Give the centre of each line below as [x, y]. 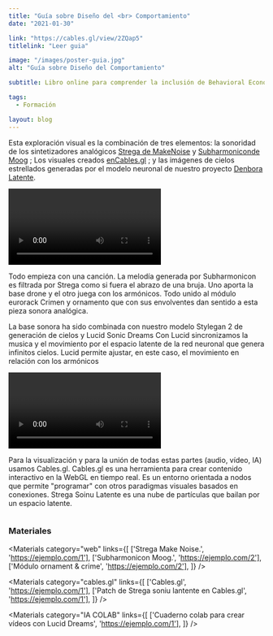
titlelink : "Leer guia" [49, 45]
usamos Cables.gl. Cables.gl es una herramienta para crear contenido [126, 469]
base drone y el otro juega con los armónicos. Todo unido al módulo [122, 293]
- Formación [36, 105]
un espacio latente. [41, 503]
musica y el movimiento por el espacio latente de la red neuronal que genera [136, 344]
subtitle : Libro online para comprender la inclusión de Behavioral [127, 83]
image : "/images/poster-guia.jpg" [67, 61]
